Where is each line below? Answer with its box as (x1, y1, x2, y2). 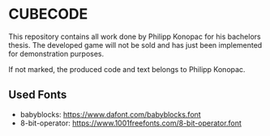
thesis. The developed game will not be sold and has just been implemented (8, 40, 263, 49)
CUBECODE (8, 5, 88, 23)
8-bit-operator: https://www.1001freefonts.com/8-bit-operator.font (19, 118, 242, 128)
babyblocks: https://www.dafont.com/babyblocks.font (19, 109, 201, 119)
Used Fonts (8, 88, 67, 102)
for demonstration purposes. (8, 49, 104, 58)
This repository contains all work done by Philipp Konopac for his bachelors (8, 32, 261, 41)
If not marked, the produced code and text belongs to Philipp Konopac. (8, 64, 246, 74)
